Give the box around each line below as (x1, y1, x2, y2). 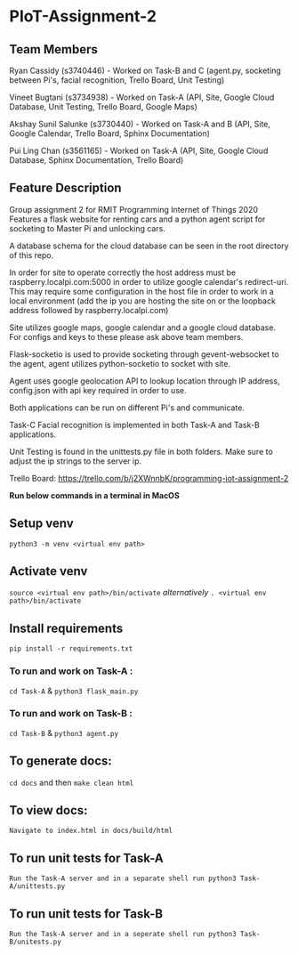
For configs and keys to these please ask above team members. (9, 331, 244, 342)
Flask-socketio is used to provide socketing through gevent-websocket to (9, 349, 279, 360)
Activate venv (9, 563, 88, 579)
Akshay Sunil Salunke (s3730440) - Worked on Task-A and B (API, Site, (9, 118, 271, 129)
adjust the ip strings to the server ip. (9, 456, 142, 466)
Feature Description (9, 181, 122, 196)
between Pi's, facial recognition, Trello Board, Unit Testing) (9, 75, 225, 85)
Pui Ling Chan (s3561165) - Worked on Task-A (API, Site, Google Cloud (9, 145, 269, 156)
